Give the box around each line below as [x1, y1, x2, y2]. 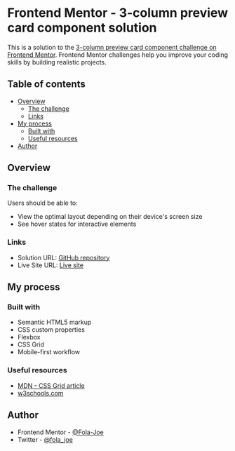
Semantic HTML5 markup [17, 318, 92, 327]
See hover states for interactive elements [17, 220, 137, 229]
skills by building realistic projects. [7, 58, 107, 66]
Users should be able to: [7, 198, 79, 208]
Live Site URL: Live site [17, 261, 84, 269]
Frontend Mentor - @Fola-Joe [17, 428, 104, 436]
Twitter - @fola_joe [17, 435, 74, 443]
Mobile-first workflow [17, 348, 81, 356]
